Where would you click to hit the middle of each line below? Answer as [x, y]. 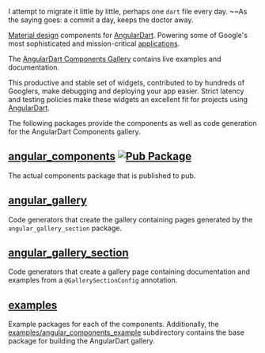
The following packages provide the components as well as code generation [132, 123]
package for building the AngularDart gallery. [82, 341]
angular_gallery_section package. [65, 228]
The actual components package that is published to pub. [102, 175]
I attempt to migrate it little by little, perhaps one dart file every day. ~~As [128, 11]
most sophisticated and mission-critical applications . [94, 44]
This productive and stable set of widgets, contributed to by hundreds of [127, 83]
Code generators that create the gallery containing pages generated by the [131, 219]
